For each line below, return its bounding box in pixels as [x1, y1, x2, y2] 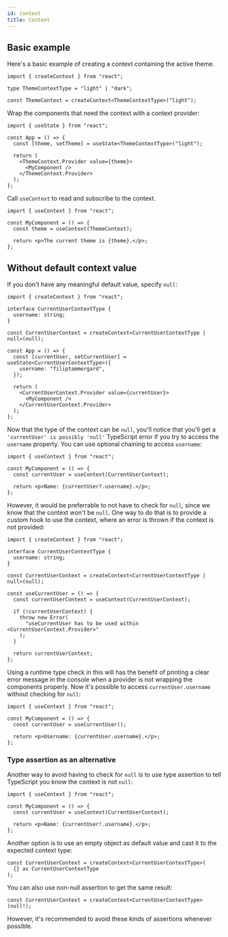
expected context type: [7, 847, 73, 855]
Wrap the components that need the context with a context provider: [7, 109, 200, 117]
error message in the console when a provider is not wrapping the [7, 675, 193, 684]
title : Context [7, 16, 51, 23]
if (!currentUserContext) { [13, 608, 94, 615]
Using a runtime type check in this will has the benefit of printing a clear [7, 669, 210, 677]
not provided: [7, 523, 45, 532]
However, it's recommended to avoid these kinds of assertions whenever [7, 915, 212, 923]
